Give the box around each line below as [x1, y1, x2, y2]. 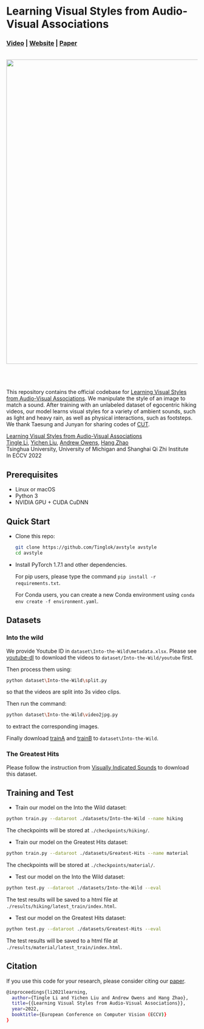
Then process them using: [6, 666, 72, 673]
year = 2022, [12, 1006, 39, 1012]
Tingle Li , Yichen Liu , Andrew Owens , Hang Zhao [6, 439, 129, 446]
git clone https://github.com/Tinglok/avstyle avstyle [15, 544, 157, 550]
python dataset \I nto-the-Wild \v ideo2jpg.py [6, 712, 118, 718]
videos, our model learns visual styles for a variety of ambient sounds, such [6, 408, 196, 415]
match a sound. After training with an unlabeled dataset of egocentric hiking [6, 401, 197, 409]
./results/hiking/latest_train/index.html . [6, 902, 117, 910]
